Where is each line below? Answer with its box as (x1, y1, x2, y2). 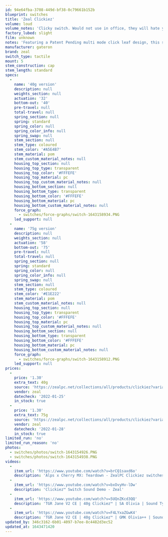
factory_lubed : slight (5, 31, 52, 36)
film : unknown (5, 36, 35, 41)
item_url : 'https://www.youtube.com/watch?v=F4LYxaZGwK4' (14, 510, 137, 515)
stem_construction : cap (5, 63, 55, 68)
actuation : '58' (14, 240, 48, 245)
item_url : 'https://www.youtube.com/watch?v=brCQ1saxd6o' (14, 468, 137, 473)
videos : (5, 459, 21, 464)
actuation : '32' (14, 96, 48, 101)
